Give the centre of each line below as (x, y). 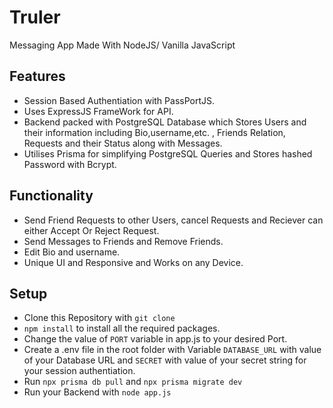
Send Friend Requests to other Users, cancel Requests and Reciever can (173, 220)
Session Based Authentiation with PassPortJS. (119, 100)
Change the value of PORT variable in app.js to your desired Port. (155, 339)
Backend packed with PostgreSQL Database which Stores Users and (165, 122)
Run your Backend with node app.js (97, 392)
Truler (35, 17)
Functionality (51, 196)
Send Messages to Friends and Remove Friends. (123, 241)
